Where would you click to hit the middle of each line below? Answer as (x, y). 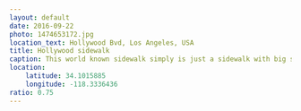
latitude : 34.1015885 (65, 76)
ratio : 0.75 (31, 92)
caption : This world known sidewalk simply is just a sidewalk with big (148, 59)
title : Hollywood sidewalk (60, 51)
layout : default (39, 17)
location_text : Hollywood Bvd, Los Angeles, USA (102, 43)
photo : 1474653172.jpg (52, 34)
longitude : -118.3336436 (72, 84)
